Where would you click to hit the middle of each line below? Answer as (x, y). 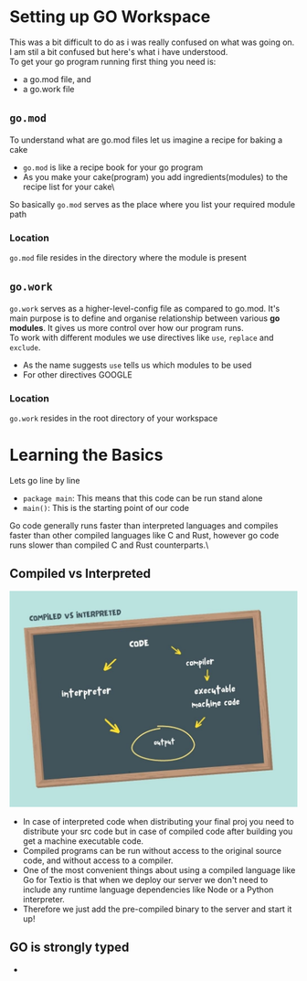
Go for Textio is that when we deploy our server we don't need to (145, 880)
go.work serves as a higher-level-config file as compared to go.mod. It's (145, 308)
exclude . (25, 347)
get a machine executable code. (83, 841)
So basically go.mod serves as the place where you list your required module (153, 204)
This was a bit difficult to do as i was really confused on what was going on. (152, 42)
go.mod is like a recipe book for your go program (113, 167)
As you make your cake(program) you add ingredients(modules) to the (155, 176)
